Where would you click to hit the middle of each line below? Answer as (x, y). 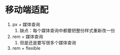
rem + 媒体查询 (28, 37)
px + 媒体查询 (26, 24)
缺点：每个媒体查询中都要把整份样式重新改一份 (67, 30)
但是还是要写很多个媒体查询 (48, 42)
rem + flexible (26, 48)
